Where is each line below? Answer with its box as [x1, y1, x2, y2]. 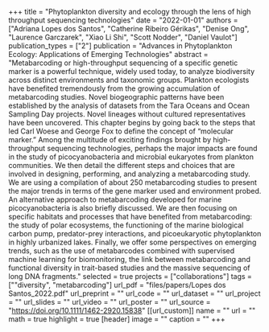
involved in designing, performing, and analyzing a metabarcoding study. [8, 169, 251, 178]
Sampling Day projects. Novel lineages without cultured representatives [8, 109, 246, 119]
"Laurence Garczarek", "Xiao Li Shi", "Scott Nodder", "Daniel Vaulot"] [8, 32, 238, 42]
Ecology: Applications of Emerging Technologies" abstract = [8, 50, 209, 59]
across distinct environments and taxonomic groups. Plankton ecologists [8, 76, 250, 84]
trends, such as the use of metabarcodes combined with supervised [8, 246, 235, 256]
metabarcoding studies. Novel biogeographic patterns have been [8, 92, 225, 101]
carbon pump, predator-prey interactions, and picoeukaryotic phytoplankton [8, 229, 262, 238]
